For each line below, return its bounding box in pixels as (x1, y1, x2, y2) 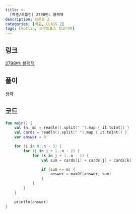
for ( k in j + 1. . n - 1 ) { (32, 153, 89, 158)
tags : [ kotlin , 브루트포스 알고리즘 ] (5, 26, 75, 31)
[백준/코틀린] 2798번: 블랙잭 (10, 12, 64, 17)
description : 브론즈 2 (5, 17, 50, 22)
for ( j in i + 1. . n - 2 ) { (23, 148, 80, 154)
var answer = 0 (14, 134, 46, 140)
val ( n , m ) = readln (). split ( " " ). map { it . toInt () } (14, 125, 129, 130)
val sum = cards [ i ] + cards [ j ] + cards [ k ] (41, 158, 132, 163)
